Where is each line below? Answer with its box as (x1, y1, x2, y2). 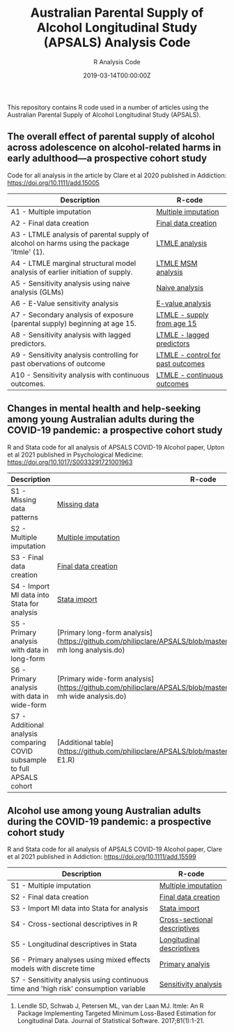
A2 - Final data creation (10, 218, 89, 228)
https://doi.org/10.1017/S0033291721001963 (7, 457, 133, 466)
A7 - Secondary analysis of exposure (10, 309, 134, 319)
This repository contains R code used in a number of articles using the (7, 103, 209, 111)
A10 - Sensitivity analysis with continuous (10, 370, 150, 380)
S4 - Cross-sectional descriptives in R (10, 920, 138, 929)
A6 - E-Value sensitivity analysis (10, 298, 119, 308)
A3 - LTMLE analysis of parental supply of (10, 229, 150, 239)
